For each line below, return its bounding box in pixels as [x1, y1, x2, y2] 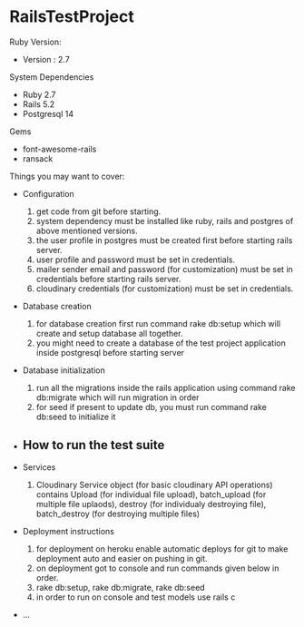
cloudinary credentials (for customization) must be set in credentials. [35, 283, 294, 294]
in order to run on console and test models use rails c [35, 592, 236, 603]
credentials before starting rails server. [35, 273, 181, 284]
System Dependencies [9, 71, 94, 83]
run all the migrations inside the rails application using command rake [35, 382, 296, 393]
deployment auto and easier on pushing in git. [35, 553, 208, 563]
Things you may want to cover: [9, 171, 125, 181]
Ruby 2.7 [22, 89, 56, 100]
